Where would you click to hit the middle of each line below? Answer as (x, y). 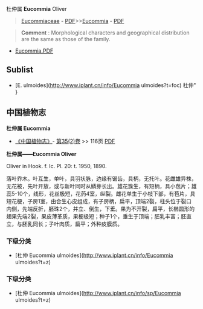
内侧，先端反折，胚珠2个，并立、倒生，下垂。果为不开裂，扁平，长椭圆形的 (101, 209)
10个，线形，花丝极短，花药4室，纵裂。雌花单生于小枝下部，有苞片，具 (106, 194)
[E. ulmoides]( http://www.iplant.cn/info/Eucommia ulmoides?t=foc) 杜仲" (105, 85)
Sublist (20, 70)
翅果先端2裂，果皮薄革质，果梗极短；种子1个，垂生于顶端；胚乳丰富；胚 (96, 216)
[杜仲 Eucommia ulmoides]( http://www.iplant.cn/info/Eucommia (94, 255)
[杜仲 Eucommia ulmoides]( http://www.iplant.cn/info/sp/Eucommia (98, 293)
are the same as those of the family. (66, 39)
